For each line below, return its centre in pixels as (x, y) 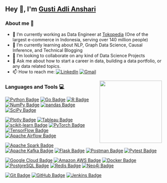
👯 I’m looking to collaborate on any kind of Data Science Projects (79, 55)
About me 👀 (19, 23)
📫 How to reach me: (34, 72)
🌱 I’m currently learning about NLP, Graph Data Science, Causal (77, 45)
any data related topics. (37, 66)
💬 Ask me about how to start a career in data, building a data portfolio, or (87, 61)
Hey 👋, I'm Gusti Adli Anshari (50, 9)
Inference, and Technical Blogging (47, 50)
